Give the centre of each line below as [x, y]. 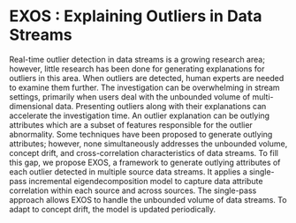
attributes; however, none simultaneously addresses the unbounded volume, [148, 144]
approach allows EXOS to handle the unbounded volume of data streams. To [148, 199]
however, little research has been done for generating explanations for [137, 69]
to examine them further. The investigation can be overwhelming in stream [144, 87]
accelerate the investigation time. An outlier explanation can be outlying [140, 115]
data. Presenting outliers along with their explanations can [161, 106]
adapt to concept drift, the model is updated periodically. [113, 209]
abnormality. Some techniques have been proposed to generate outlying [141, 134]
